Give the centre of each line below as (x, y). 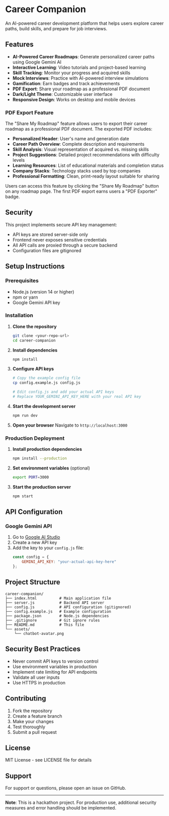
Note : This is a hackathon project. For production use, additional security (81, 802)
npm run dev (25, 415)
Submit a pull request (34, 732)
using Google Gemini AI (37, 62)
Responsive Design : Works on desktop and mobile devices (74, 99)
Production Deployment (35, 438)
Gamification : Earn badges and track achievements (66, 83)
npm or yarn (25, 297)
